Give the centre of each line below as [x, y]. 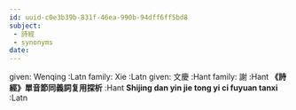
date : [19, 51]
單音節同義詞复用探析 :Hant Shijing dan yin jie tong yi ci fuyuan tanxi [151, 88]
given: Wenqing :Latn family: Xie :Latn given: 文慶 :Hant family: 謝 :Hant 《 [144, 77]
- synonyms [33, 42]
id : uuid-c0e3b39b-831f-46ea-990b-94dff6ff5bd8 [99, 17]
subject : [25, 26]
